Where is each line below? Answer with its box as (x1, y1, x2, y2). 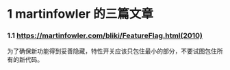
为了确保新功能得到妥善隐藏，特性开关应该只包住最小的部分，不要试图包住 (7, 47, 217, 55)
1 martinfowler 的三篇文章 (7, 6, 154, 22)
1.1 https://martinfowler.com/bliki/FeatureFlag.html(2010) (7, 31, 203, 41)
